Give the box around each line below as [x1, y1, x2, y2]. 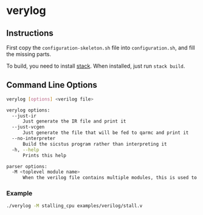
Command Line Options [6, 80, 97, 90]
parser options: [6, 163, 47, 169]
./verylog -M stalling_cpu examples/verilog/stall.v [6, 203, 143, 209]
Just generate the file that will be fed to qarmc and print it [22, 130, 189, 136]
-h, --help [12, 147, 40, 153]
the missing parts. [6, 51, 52, 58]
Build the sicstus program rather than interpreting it [22, 141, 167, 147]
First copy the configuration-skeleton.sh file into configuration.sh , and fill [6, 44, 196, 51]
